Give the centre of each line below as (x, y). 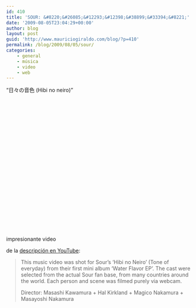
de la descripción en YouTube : (43, 251)
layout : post (22, 34)
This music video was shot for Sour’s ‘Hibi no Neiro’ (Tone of (95, 262)
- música (28, 61)
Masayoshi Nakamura (47, 299)
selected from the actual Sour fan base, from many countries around (105, 275)
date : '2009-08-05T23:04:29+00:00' (50, 23)
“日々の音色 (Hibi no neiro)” (40, 90)
